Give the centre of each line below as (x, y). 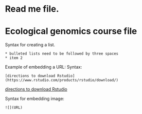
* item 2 (14, 58)
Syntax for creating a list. (30, 45)
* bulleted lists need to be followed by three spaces (62, 54)
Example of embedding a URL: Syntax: (44, 67)
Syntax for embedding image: (35, 99)
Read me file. (32, 9)
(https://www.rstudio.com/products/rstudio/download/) (62, 80)
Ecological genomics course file (71, 31)
